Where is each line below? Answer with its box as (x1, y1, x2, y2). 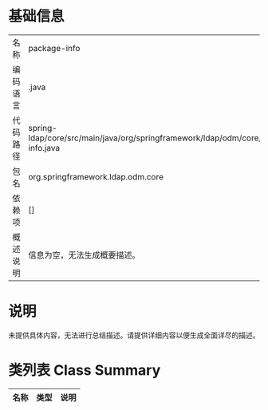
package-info (28, 42, 81, 53)
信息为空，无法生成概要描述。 (28, 249, 141, 260)
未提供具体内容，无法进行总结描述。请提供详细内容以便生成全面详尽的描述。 (8, 330, 260, 340)
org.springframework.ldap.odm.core (28, 171, 164, 182)
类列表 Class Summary (8, 361, 161, 380)
